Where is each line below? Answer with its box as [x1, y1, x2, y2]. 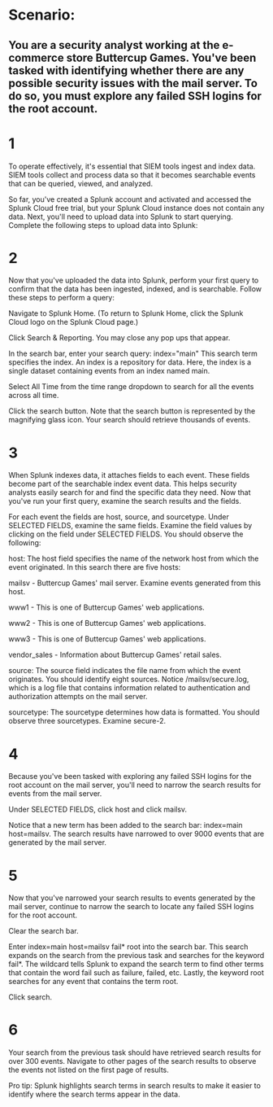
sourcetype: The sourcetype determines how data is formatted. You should [8, 707, 260, 717]
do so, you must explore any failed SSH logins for [8, 89, 262, 103]
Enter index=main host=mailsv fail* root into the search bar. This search [8, 942, 249, 952]
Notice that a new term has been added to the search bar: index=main [8, 820, 243, 830]
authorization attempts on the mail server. [8, 692, 148, 702]
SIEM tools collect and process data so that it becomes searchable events [8, 169, 256, 180]
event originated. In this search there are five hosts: [8, 562, 181, 572]
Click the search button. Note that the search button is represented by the [8, 406, 256, 416]
